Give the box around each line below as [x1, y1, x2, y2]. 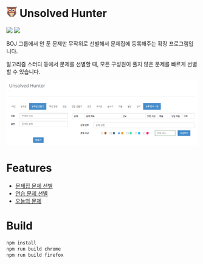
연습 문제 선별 [15, 189, 48, 197]
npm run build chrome [6, 246, 61, 252]
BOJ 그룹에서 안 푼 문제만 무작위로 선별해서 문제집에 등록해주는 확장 [6, 40, 168, 47]
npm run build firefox [6, 252, 64, 258]
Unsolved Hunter [19, 7, 108, 21]
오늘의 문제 [15, 197, 42, 204]
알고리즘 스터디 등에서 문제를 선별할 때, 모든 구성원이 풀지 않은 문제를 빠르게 [6, 60, 187, 68]
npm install [6, 240, 36, 246]
